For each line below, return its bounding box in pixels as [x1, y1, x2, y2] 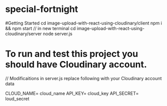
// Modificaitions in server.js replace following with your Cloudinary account [5, 75, 162, 81]
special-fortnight [5, 3, 78, 15]
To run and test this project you [5, 48, 138, 59]
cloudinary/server [5, 30, 42, 36]
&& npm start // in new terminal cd [5, 25, 76, 31]
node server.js [42, 30, 73, 36]
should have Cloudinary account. [5, 59, 147, 70]
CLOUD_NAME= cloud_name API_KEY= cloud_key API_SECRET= [5, 90, 139, 96]
